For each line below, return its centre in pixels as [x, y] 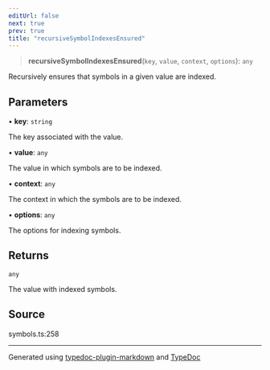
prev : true [27, 31]
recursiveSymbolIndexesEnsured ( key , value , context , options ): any [140, 61]
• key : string [31, 121]
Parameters [38, 102]
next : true [27, 23]
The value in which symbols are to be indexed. [85, 168]
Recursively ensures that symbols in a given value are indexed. [112, 76]
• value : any [28, 153]
